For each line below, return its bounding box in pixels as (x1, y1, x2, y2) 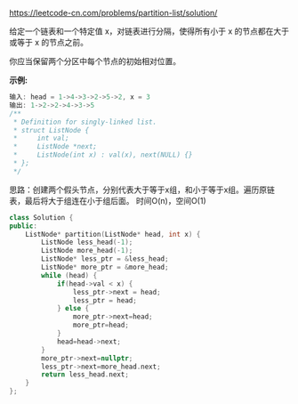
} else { (56, 304, 90, 313)
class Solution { (9, 213, 74, 222)
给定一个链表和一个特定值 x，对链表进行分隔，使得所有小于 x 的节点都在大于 (9, 26, 290, 36)
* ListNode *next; (12, 142, 98, 151)
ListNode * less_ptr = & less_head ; (41, 255, 169, 263)
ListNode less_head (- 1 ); (41, 238, 133, 247)
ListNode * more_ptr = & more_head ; (41, 263, 169, 271)
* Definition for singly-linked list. (12, 117, 157, 126)
